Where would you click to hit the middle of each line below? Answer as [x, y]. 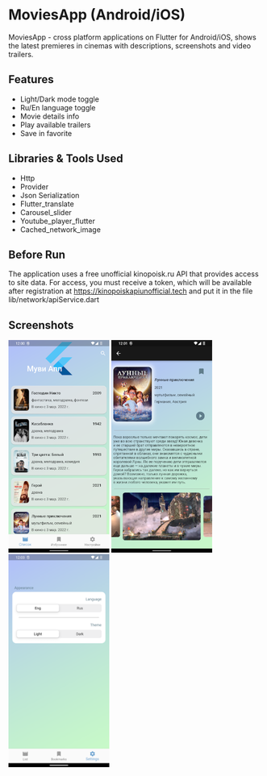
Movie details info [50, 116]
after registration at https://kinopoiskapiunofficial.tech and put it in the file [131, 291]
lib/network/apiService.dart [54, 300]
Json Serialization [50, 195]
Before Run [37, 254]
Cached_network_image [60, 229]
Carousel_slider [46, 212]
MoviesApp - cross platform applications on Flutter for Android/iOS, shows [132, 37]
